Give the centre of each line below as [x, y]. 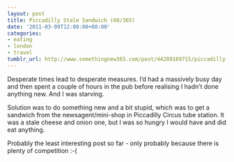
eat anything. [26, 129]
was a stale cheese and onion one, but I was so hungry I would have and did [117, 122]
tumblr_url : [24, 59]
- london [20, 46]
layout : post [26, 14]
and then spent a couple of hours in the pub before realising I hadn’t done [113, 86]
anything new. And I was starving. [56, 94]
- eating [20, 40]
